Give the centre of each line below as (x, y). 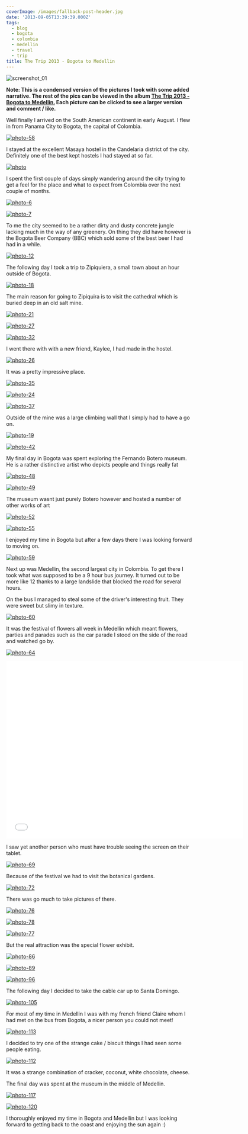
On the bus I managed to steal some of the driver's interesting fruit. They (95, 599)
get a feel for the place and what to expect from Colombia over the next (93, 185)
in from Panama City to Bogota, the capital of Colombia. (74, 126)
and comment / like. (31, 108)
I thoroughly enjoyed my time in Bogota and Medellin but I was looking (92, 1118)
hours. (14, 587)
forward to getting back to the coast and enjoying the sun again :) (86, 1124)
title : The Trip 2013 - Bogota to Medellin (61, 61)
